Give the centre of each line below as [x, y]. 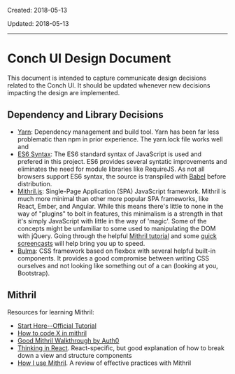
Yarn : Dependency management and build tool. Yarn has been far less [118, 132]
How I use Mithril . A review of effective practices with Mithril [104, 363]
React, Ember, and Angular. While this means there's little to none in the [120, 206]
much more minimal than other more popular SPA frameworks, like [113, 198]
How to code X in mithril [52, 333]
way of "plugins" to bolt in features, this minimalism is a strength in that [120, 214]
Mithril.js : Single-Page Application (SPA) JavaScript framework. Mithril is [122, 191]
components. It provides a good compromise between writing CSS [113, 258]
